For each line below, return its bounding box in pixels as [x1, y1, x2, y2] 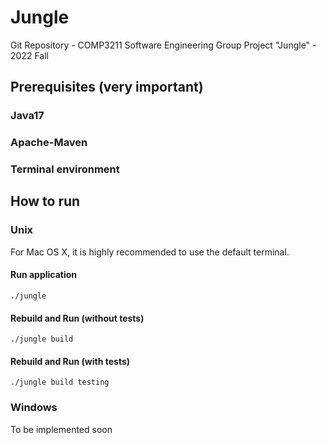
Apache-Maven [10, 136, 88, 150]
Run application [10, 269, 78, 281]
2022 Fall [10, 49, 49, 61]
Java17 [10, 109, 45, 123]
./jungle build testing [10, 377, 110, 388]
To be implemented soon [10, 423, 113, 435]
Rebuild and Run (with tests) [10, 355, 131, 367]
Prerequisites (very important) [10, 79, 204, 96]
